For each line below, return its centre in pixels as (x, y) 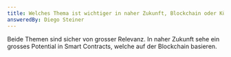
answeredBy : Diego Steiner (46, 20)
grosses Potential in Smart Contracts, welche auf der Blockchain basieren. (112, 46)
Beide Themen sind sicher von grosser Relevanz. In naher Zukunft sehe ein (113, 39)
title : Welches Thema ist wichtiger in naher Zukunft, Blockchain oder (112, 13)
